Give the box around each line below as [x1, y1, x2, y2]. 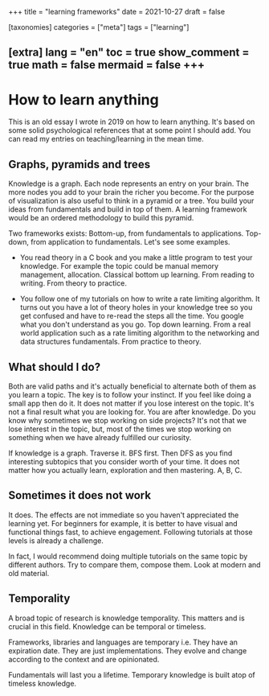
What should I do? [8, 360, 101, 373]
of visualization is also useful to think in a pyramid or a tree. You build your [8, 196, 255, 206]
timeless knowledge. [8, 678, 77, 688]
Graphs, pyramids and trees [8, 157, 151, 171]
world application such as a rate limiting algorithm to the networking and [19, 328, 259, 338]
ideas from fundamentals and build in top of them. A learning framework [8, 204, 247, 214]
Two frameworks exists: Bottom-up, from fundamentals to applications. [8, 229, 244, 238]
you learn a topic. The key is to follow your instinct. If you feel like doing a [8, 389, 251, 399]
